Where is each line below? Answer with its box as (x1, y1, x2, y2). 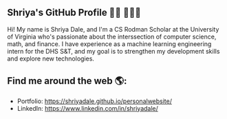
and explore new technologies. (7, 54, 95, 63)
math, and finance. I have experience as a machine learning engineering (7, 39, 212, 48)
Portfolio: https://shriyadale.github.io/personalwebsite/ (17, 97, 173, 105)
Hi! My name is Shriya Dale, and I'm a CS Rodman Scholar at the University (7, 25, 219, 33)
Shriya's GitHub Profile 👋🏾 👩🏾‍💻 (7, 7, 142, 19)
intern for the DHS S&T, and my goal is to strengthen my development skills (7, 47, 220, 55)
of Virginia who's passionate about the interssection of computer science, (7, 32, 217, 41)
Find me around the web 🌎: (7, 75, 127, 87)
